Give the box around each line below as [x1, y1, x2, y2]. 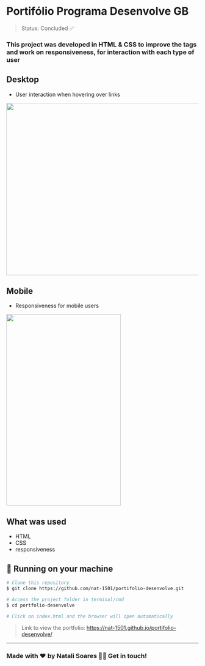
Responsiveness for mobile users [15, 302, 99, 310]
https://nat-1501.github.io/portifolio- [86, 624, 177, 632]
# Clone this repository [6, 580, 70, 586]
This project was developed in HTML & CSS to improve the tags [6, 40, 197, 48]
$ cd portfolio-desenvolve [6, 602, 75, 608]
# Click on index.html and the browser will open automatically [6, 613, 173, 619]
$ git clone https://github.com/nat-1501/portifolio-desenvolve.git [6, 585, 184, 591]
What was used [6, 516, 67, 527]
